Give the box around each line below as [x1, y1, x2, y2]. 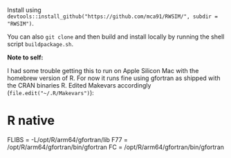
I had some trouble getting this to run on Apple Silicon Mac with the [7, 67, 199, 75]
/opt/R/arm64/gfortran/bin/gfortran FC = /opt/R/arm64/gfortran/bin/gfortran [7, 143, 225, 151]
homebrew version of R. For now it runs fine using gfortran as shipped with [7, 74, 221, 82]
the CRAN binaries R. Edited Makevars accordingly [7, 81, 151, 89]
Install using [7, 6, 41, 14]
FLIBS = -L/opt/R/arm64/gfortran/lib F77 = [7, 135, 128, 144]
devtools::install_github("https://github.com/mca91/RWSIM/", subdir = [7, 13, 218, 20]
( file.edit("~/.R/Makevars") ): [7, 89, 95, 97]
